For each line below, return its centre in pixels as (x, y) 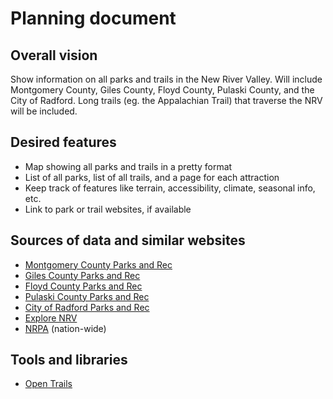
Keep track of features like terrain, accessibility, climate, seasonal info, (170, 188)
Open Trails (48, 384)
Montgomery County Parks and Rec (98, 264)
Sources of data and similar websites (128, 240)
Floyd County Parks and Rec (83, 286)
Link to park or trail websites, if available (108, 209)
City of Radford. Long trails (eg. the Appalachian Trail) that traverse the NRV (166, 100)
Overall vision (54, 55)
